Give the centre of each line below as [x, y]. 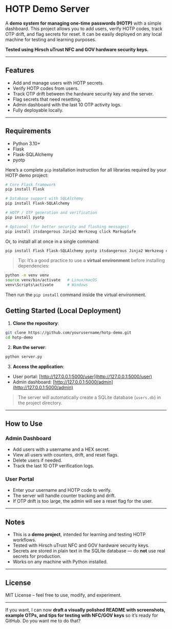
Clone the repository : [36, 323]
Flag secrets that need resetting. [47, 99]
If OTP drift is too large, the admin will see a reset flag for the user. [83, 501]
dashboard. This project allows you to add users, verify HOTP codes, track [84, 28]
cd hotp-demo [19, 337]
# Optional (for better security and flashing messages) [67, 226]
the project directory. [40, 403]
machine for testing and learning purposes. [51, 40]
